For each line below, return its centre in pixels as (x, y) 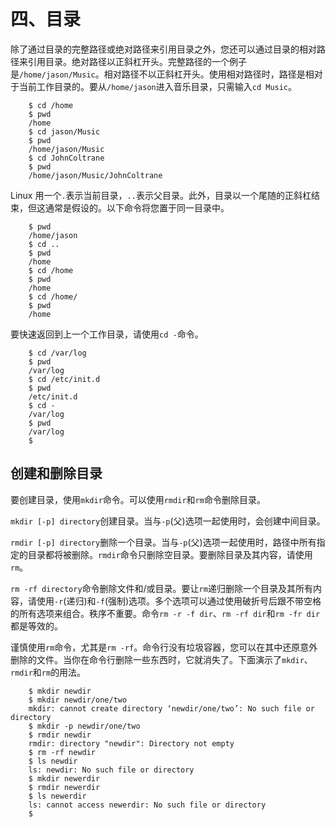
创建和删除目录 (56, 473)
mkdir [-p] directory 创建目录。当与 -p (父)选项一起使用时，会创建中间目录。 (168, 521)
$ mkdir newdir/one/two (78, 700)
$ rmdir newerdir (64, 787)
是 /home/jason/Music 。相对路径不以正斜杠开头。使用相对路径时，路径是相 (162, 74)
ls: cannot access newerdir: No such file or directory (147, 805)
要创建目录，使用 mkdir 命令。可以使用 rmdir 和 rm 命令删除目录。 (138, 499)
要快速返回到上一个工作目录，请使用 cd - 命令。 (107, 334)
